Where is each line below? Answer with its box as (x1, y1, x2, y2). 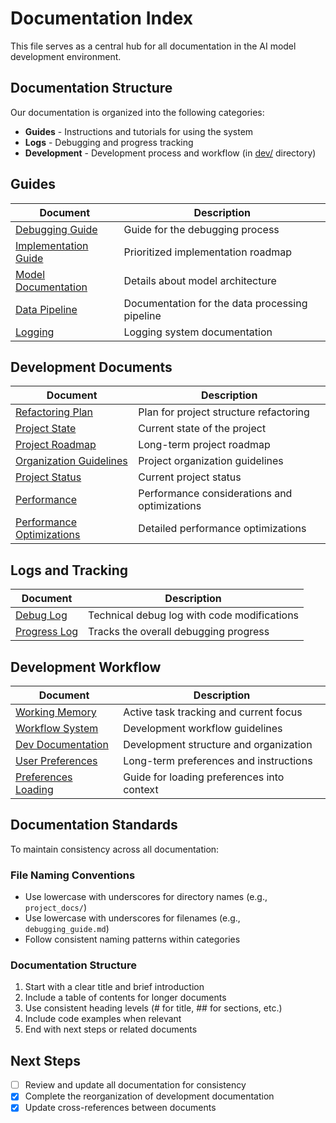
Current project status (138, 470, 242, 484)
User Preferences (15, 754, 98, 767)
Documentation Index (10, 7, 193, 30)
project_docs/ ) (24, 902, 87, 914)
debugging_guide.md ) (24, 923, 110, 935)
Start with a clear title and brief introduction (24, 981, 205, 993)
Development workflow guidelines (123, 722, 283, 735)
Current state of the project (138, 422, 267, 436)
